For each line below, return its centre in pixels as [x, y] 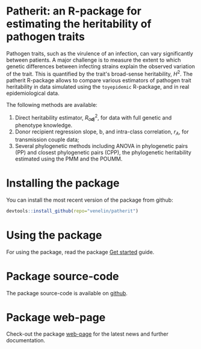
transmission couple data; [47, 139]
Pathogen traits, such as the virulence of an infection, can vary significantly [100, 53]
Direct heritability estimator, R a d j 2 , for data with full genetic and [93, 118]
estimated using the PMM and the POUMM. [69, 159]
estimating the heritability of [79, 24]
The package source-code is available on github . [67, 293]
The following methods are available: [52, 104]
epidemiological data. [33, 93]
